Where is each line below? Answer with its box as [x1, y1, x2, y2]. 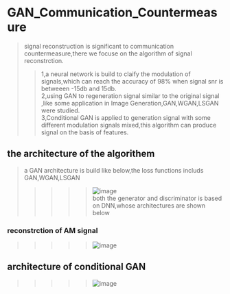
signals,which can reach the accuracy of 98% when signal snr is [41, 77, 224, 85]
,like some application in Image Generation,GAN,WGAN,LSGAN [41, 99, 219, 107]
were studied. [41, 106, 80, 114]
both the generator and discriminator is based [92, 194, 222, 202]
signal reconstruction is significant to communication [23, 42, 174, 50]
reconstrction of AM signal [7, 225, 98, 235]
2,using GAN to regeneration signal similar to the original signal [41, 91, 220, 100]
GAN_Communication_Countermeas [7, 5, 218, 21]
